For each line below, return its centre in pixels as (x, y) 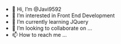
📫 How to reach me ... (39, 35)
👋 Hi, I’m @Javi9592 (36, 9)
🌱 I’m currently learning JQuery (50, 22)
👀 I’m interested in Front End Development (63, 15)
